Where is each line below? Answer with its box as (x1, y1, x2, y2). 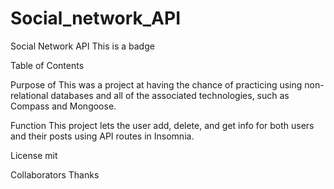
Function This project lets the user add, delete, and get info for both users (10, 119, 315, 131)
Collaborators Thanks (10, 168, 100, 181)
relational (10, 89, 49, 101)
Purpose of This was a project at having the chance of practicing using (10, 78, 303, 91)
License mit (10, 149, 58, 161)
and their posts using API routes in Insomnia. (10, 130, 195, 142)
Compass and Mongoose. (10, 100, 117, 112)
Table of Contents (10, 59, 85, 71)
